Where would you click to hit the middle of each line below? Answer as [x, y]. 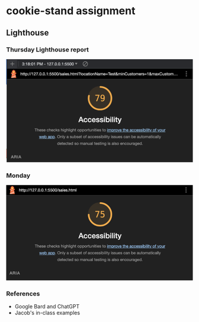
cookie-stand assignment [71, 11]
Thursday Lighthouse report [48, 50]
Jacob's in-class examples [47, 313]
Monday [18, 175]
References [23, 294]
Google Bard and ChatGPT [47, 307]
